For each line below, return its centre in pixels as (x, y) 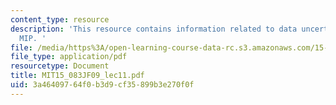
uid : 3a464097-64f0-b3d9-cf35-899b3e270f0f (102, 85)
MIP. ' (33, 38)
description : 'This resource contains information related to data (154, 29)
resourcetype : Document (60, 66)
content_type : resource (60, 19)
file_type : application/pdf (69, 57)
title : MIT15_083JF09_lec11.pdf (77, 76)
